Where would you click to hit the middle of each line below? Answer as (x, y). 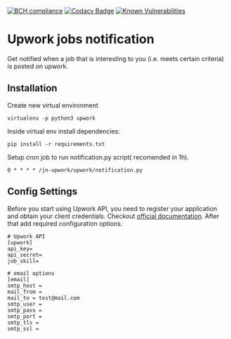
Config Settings (42, 192)
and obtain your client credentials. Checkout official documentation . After (113, 216)
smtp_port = (25, 316)
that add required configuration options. (65, 223)
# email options (31, 273)
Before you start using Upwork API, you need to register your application (112, 208)
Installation (32, 88)
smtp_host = (25, 286)
